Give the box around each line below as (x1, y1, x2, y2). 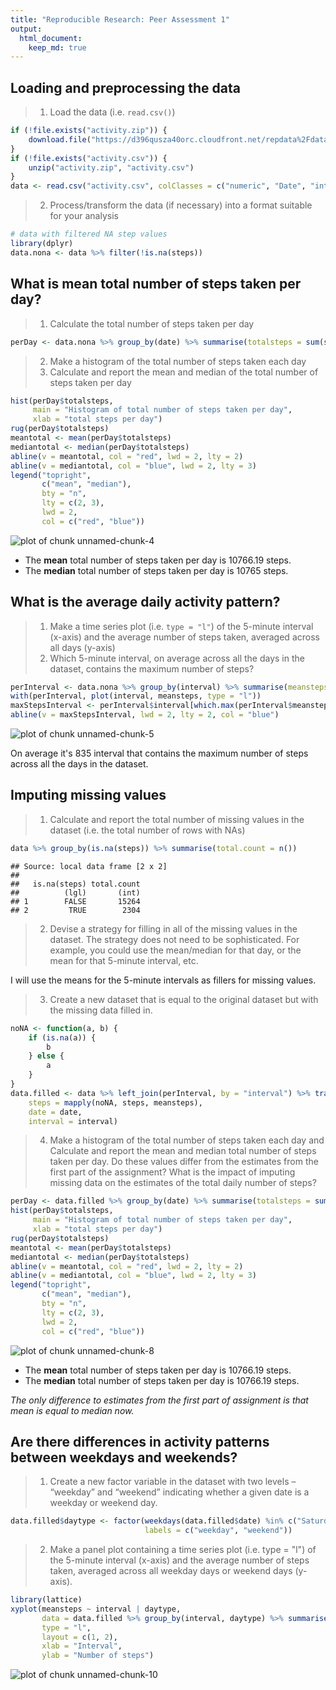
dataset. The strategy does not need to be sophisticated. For (49, 933, 300, 945)
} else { (28, 1051, 65, 1061)
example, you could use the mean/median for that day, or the (49, 944, 302, 956)
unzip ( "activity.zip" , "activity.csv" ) (28, 162, 195, 173)
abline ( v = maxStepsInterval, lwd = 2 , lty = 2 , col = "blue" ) (10, 710, 280, 720)
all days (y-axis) (49, 641, 116, 653)
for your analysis (49, 210, 119, 222)
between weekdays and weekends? (10, 1449, 238, 1466)
